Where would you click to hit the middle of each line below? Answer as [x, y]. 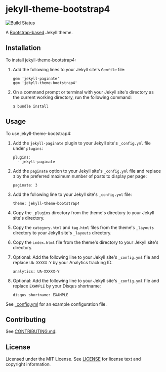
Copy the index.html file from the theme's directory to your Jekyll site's [85, 242]
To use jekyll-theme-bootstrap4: [39, 133]
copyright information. [28, 364]
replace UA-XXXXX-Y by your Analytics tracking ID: [63, 262]
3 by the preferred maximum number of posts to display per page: [80, 176]
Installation [23, 48]
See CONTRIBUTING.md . [31, 331]
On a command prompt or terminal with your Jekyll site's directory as [83, 92]
